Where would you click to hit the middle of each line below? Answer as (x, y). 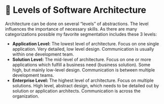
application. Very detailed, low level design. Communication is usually (83, 49)
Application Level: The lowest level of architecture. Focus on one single (85, 43)
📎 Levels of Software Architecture (76, 10)
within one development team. (43, 54)
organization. (26, 96)
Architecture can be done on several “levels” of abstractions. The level (77, 24)
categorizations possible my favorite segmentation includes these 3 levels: (81, 34)
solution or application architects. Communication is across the (76, 91)
